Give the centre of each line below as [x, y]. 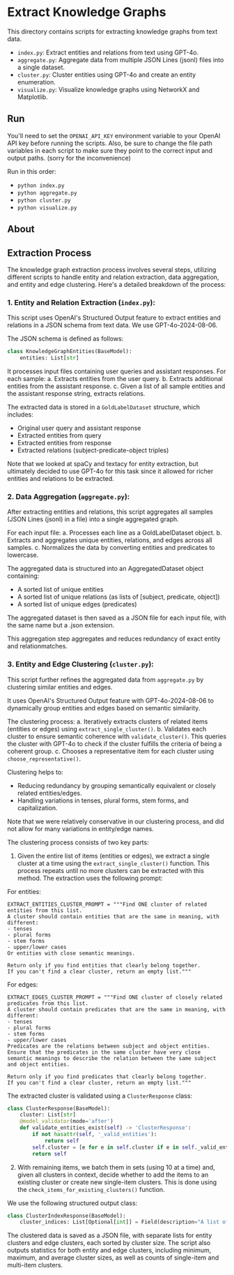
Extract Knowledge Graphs [87, 12]
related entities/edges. [49, 793]
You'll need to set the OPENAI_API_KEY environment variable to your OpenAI [114, 135]
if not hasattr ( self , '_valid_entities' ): [95, 1135]
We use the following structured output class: [72, 1203]
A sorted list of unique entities [60, 590]
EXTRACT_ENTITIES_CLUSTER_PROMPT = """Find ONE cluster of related [107, 904]
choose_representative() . [44, 759]
